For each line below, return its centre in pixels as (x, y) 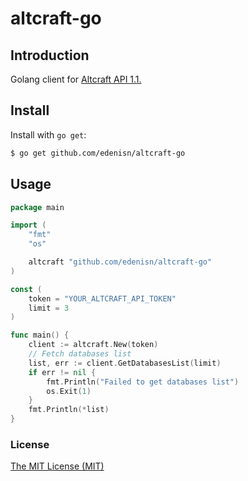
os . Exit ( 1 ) (69, 391)
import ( (28, 225)
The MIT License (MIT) (57, 466)
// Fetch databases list (80, 354)
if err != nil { (62, 372)
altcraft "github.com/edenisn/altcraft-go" (120, 262)
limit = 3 (49, 308)
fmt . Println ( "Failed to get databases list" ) (143, 382)
